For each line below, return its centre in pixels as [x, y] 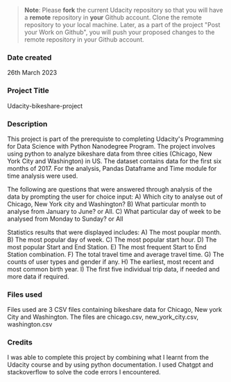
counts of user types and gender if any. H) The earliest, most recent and [111, 261]
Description [27, 124]
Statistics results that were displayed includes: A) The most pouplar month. [114, 232]
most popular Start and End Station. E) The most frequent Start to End [107, 247]
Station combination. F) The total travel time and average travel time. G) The [115, 254]
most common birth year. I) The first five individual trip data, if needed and [113, 269]
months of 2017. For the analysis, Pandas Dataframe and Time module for [112, 168]
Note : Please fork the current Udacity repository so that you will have [123, 10]
